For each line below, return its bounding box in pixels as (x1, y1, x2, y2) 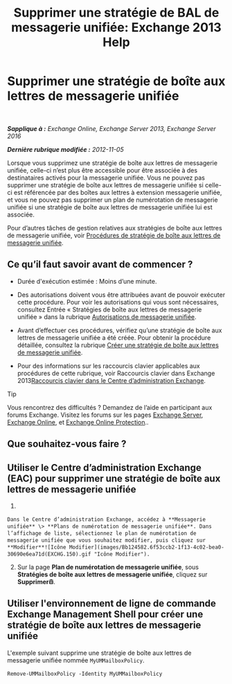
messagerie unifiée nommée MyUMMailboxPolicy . (7, 656, 145, 664)
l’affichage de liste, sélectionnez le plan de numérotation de (7, 529, 197, 537)
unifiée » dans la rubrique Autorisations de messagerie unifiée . (17, 312, 197, 320)
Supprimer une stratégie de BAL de (13, 5, 220, 21)
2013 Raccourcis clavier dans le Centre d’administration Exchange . (17, 376, 206, 384)
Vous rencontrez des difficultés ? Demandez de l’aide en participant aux (7, 403, 213, 411)
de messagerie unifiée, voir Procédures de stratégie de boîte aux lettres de (7, 231, 221, 239)
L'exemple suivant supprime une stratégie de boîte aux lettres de (7, 649, 192, 657)
